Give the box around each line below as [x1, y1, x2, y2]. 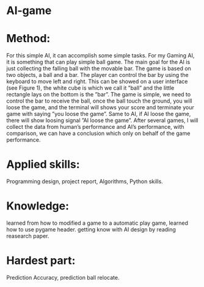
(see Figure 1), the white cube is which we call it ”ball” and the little [6, 84, 175, 92]
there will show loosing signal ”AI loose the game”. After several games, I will [6, 117, 199, 124]
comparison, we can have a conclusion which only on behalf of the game [6, 129, 191, 137]
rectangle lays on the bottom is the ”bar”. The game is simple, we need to [6, 91, 191, 98]
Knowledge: [6, 199, 69, 213]
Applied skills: [6, 158, 81, 172]
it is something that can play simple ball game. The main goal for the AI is [6, 59, 191, 66]
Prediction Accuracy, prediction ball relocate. [6, 274, 120, 281]
